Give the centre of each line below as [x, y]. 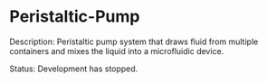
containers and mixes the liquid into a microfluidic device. [117, 51]
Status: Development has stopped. [74, 69]
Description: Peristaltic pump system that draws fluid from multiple [134, 41]
